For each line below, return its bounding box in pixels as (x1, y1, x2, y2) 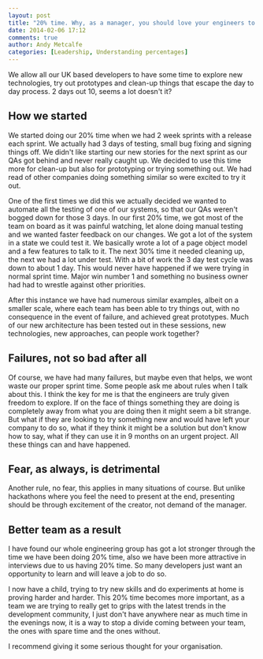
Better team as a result (8, 522, 122, 537)
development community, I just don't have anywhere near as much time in (8, 609, 248, 620)
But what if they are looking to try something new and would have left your (8, 414, 250, 424)
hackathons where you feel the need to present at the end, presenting (8, 492, 235, 501)
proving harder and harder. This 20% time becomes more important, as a (8, 593, 246, 602)
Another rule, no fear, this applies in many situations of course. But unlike (8, 483, 246, 493)
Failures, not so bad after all (8, 352, 147, 365)
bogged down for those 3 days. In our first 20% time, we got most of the (8, 212, 244, 222)
